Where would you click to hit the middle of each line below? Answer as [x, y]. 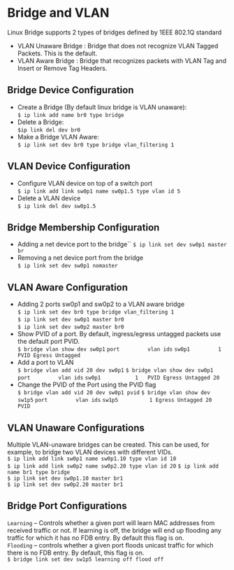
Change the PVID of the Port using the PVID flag [87, 385]
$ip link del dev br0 [49, 130]
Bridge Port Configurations [67, 506]
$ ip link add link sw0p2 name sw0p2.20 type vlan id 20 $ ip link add [113, 466]
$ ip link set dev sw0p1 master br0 [71, 320]
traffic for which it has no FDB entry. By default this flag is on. [96, 538]
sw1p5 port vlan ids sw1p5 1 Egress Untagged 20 [115, 401]
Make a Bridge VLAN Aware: [58, 137]
